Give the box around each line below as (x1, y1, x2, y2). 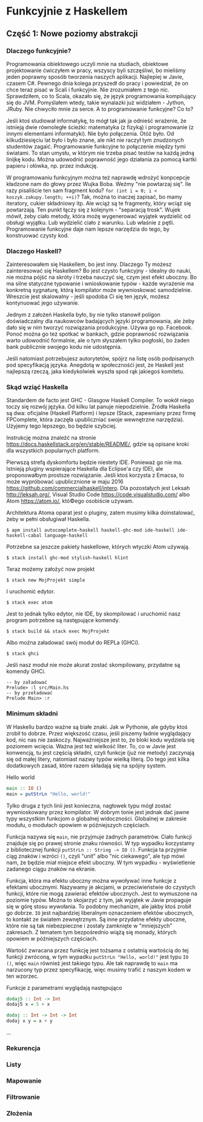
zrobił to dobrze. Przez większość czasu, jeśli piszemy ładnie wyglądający (6, 729, 191, 737)
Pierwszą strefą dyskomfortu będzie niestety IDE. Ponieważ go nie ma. (6, 459, 183, 466)
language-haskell (44, 533, 88, 539)
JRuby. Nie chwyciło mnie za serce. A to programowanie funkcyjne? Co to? (6, 105, 194, 113)
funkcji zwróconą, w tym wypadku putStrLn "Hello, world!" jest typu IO (6, 953, 189, 960)
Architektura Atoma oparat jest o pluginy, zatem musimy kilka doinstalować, (6, 509, 195, 516)
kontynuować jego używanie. (6, 299, 80, 307)
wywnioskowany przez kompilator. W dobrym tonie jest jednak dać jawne (6, 808, 190, 815)
